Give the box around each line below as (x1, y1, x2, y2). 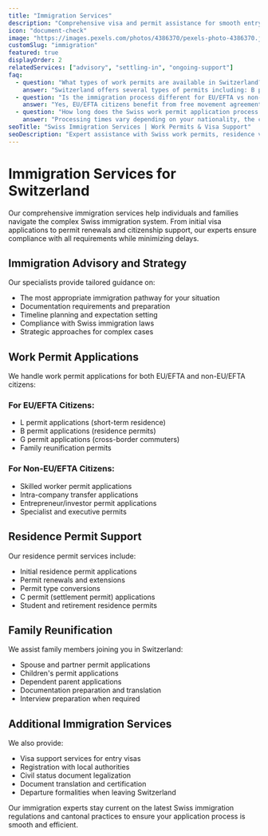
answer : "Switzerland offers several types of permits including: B (22, 85, 255, 94)
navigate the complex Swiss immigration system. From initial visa (8, 216, 222, 226)
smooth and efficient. (8, 820, 78, 830)
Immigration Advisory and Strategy (8, 256, 187, 270)
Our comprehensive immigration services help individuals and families (8, 208, 239, 218)
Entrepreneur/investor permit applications (19, 498, 157, 507)
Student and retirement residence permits (19, 600, 158, 610)
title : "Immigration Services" (8, 11, 112, 20)
